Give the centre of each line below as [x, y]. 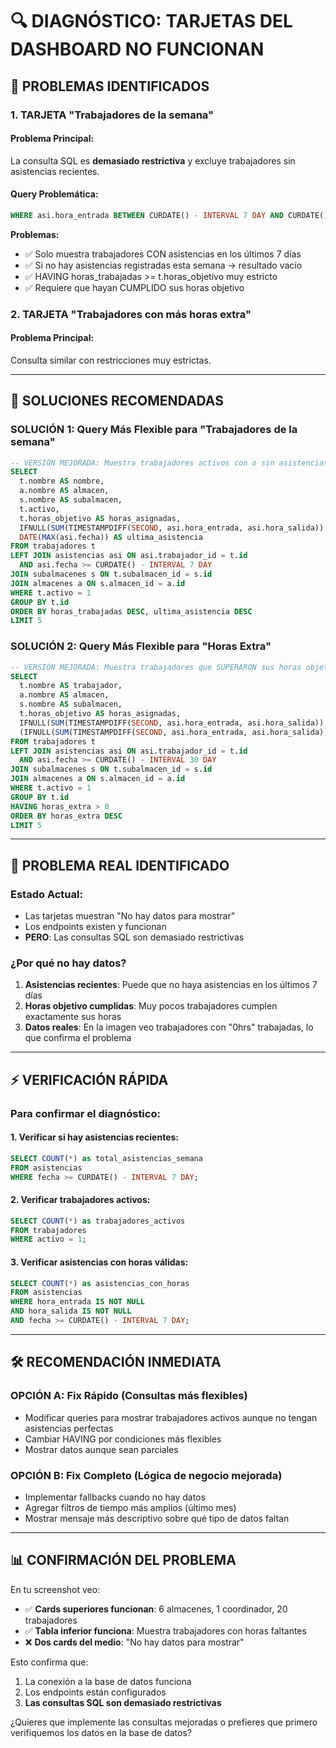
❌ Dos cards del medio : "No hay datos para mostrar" [134, 1642]
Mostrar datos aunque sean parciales [101, 1449]
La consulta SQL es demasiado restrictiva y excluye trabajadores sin [153, 160]
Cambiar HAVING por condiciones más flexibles [123, 1439]
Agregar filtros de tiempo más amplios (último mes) [130, 1507]
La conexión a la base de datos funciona [108, 1681]
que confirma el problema [78, 1038]
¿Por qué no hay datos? [68, 963]
